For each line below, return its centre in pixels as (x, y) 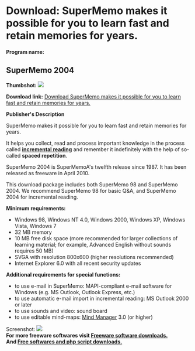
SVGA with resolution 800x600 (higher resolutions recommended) (94, 257)
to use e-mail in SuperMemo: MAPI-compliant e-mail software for (93, 286)
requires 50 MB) (34, 251)
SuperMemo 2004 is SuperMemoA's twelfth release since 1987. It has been (96, 167)
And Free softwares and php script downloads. (64, 342)
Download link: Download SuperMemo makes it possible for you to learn (93, 96)
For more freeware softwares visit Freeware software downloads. (87, 335)
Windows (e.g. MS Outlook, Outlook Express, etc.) (75, 292)
